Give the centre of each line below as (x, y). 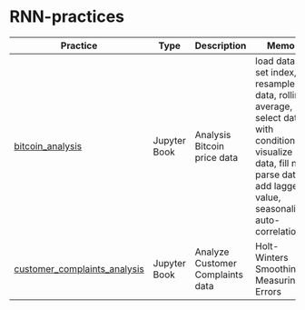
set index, (276, 72)
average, (274, 106)
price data (216, 157)
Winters (272, 257)
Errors (268, 291)
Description (221, 45)
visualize (274, 152)
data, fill (272, 163)
